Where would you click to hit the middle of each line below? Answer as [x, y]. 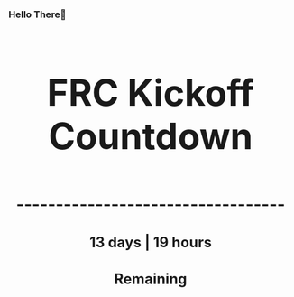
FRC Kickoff [151, 92]
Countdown [151, 135]
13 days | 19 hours [151, 242]
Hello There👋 [37, 14]
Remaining [151, 279]
